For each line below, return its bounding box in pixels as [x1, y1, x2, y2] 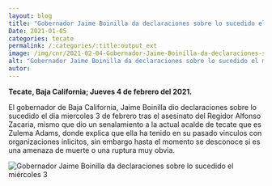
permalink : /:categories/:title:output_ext [8, 42, 158, 50]
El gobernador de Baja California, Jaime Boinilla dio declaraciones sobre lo [8, 102, 257, 112]
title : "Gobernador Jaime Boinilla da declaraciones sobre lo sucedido [8, 19, 255, 27]
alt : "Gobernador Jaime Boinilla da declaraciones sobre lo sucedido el [8, 57, 259, 66]
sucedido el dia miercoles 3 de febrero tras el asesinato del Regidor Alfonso [8, 111, 261, 120]
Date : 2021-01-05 [8, 27, 67, 35]
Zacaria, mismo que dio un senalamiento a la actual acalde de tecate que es [8, 119, 261, 129]
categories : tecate [8, 34, 74, 43]
